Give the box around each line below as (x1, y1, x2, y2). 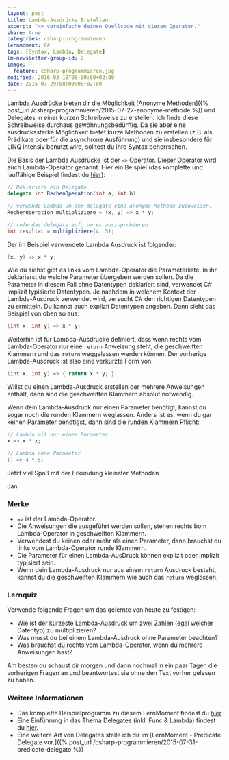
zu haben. (7, 676, 36, 685)
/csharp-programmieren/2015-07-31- (93, 738, 198, 746)
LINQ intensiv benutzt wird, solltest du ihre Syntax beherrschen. (7, 143, 187, 151)
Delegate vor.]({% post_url (16, 738, 92, 746)
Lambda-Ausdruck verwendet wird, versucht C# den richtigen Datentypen (7, 295, 217, 303)
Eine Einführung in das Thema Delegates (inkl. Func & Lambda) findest (16, 716, 216, 724)
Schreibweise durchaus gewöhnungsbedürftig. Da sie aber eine (7, 121, 187, 129)
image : (7, 61, 26, 68)
